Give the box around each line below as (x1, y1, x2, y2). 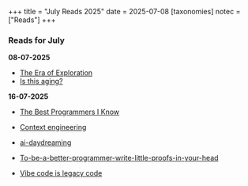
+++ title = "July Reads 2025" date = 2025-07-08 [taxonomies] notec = (8, 7, 241, 16)
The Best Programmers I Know (19, 107, 120, 117)
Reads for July (8, 35, 66, 46)
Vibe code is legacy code (19, 169, 103, 178)
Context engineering (19, 123, 87, 132)
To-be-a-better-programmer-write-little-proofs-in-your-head (19, 154, 219, 163)
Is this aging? (19, 77, 63, 86)
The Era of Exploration (19, 68, 93, 78)
